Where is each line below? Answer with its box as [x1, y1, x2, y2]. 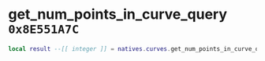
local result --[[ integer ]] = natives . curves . [8, 45, 171, 52]
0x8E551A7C [8, 22, 80, 37]
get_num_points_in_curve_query [8, 5, 227, 23]
